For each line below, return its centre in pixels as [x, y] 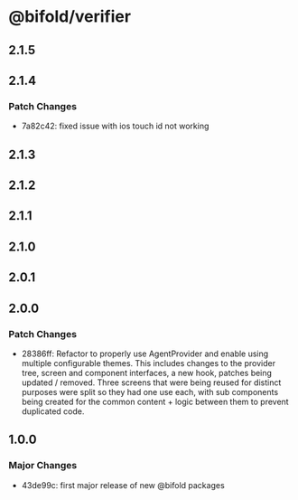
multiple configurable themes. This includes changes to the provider [149, 363]
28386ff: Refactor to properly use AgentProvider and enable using [145, 354]
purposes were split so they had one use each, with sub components [150, 392]
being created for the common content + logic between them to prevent [155, 401]
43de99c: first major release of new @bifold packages [123, 485]
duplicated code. [53, 411]
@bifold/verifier [70, 17]
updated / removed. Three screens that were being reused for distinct [151, 382]
